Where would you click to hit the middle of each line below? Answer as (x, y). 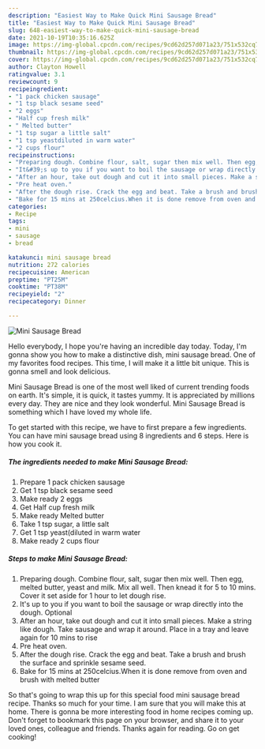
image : (19, 45)
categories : (28, 206)
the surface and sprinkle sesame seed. (83, 662)
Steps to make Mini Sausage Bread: (68, 559)
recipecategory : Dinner (47, 302)
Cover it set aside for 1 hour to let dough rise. (93, 595)
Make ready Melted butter (62, 515)
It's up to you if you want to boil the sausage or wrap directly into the (131, 604)
